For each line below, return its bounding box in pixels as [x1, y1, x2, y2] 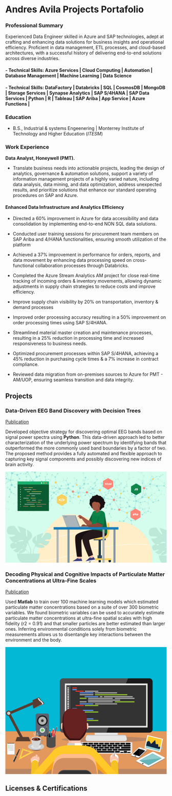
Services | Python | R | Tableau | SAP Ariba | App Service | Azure [5, 95, 145, 101]
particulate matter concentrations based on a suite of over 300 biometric [5, 604, 159, 610]
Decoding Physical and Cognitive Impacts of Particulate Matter [5, 571, 165, 578]
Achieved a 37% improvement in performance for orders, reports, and [12, 251, 160, 258]
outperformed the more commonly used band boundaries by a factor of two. [5, 445, 167, 451]
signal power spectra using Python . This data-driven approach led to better [5, 434, 165, 440]
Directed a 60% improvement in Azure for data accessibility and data [12, 216, 159, 222]
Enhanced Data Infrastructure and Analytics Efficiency [5, 204, 124, 210]
